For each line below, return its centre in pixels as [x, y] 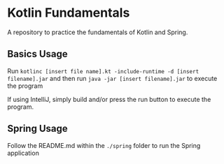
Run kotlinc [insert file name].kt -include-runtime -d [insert [103, 70]
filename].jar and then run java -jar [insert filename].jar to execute [112, 78]
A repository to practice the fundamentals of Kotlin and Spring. [98, 32]
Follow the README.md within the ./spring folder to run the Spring [104, 145]
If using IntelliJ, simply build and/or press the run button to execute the [109, 99]
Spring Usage [37, 129]
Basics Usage [37, 54]
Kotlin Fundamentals [69, 13]
